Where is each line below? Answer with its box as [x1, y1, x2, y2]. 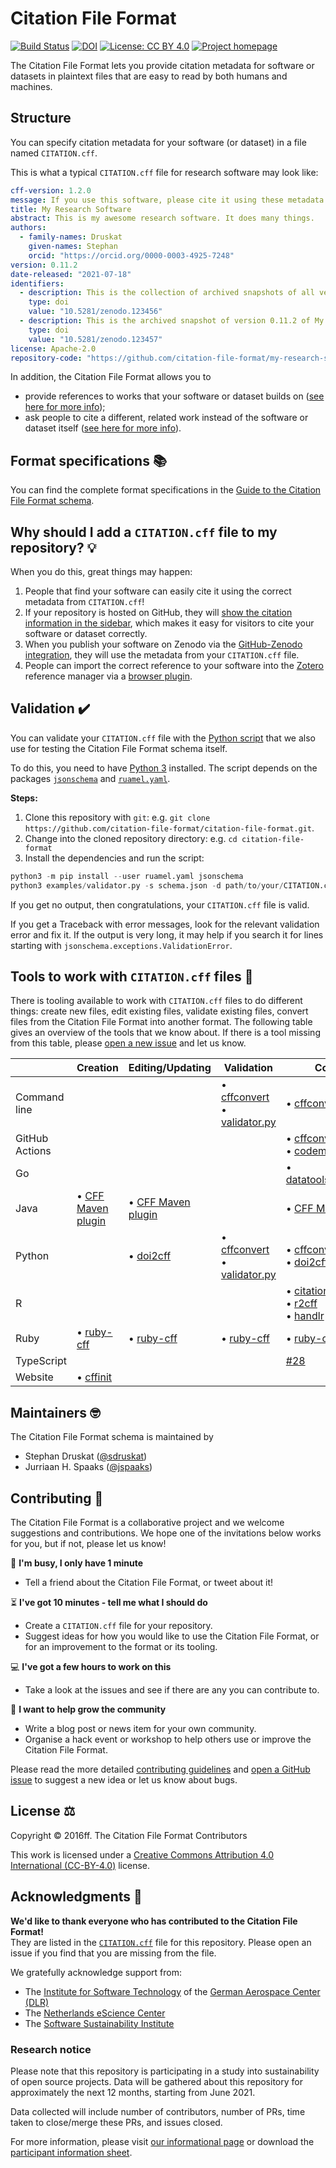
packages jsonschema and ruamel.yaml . [10, 772, 171, 784]
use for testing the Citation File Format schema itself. [10, 742, 228, 754]
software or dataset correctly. [24, 628, 148, 639]
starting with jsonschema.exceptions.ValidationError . [10, 939, 233, 951]
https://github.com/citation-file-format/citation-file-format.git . [24, 822, 315, 834]
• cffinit [76, 1370, 113, 1384]
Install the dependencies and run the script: [24, 852, 205, 864]
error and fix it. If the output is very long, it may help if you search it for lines [10, 928, 324, 941]
